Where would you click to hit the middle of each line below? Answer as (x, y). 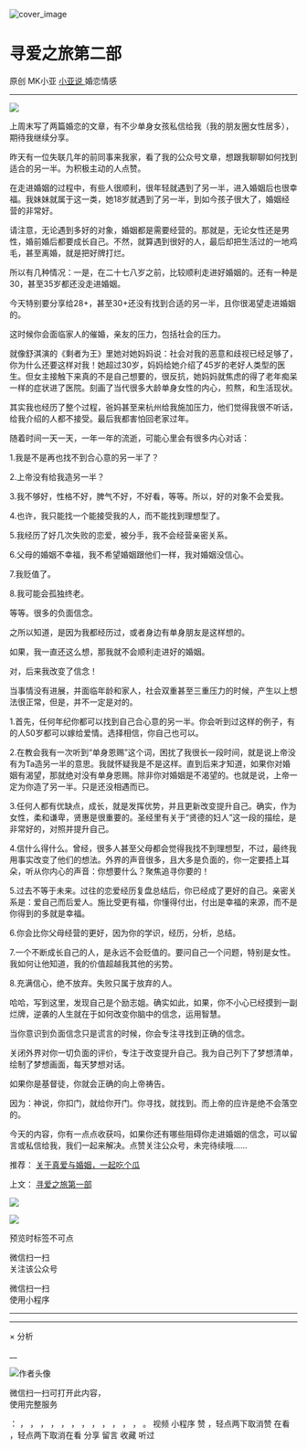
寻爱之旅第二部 (66, 54)
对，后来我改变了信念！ (53, 671)
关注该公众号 (33, 1268)
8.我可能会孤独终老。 (49, 593)
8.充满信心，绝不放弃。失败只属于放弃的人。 (93, 983)
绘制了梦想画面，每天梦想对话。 (69, 1064)
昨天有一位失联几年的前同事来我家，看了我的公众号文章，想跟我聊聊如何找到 (153, 156)
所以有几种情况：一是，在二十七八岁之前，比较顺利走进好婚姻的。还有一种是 (153, 272)
